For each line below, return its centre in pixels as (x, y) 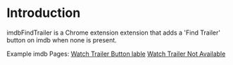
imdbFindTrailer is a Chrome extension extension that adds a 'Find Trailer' (114, 32)
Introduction (44, 13)
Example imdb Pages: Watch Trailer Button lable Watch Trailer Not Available (116, 54)
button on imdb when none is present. (62, 40)
